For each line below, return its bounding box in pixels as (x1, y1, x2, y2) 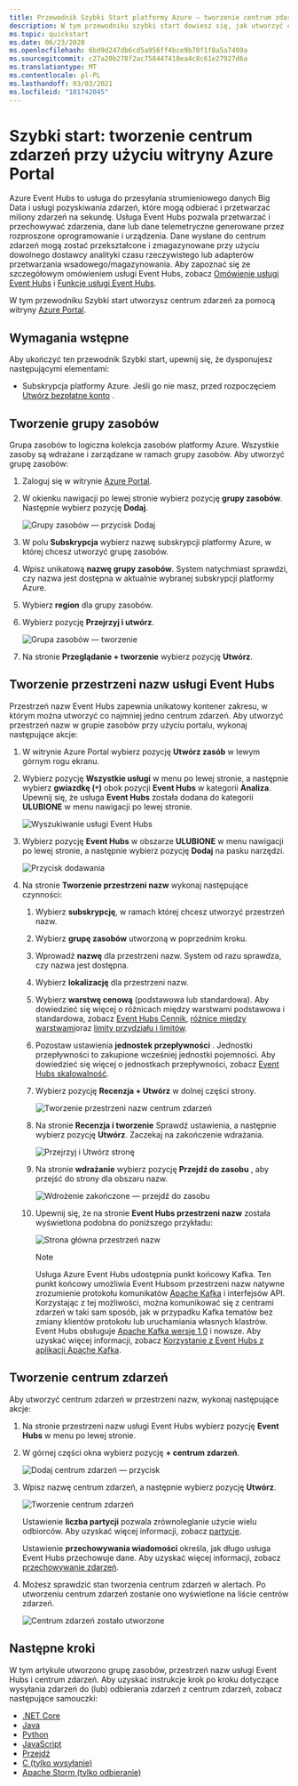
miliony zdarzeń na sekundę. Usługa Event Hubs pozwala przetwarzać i (9, 212, 271, 222)
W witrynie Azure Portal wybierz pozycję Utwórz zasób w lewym (21, 746, 261, 757)
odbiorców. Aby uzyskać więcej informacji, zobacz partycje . (21, 1525, 242, 1536)
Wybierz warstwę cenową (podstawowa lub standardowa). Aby (35, 994, 270, 1005)
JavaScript (21, 1738, 62, 1749)
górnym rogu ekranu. (21, 755, 100, 766)
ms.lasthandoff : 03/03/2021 (9, 79, 114, 88)
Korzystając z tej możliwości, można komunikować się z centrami (35, 1297, 275, 1307)
